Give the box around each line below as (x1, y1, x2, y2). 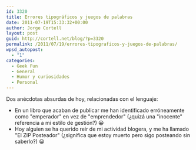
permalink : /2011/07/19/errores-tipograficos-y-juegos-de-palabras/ (6, 42, 178, 47)
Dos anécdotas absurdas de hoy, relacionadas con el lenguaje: (6, 96, 158, 103)
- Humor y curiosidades (11, 74, 69, 80)
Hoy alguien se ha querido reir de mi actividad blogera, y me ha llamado (14, 125, 190, 132)
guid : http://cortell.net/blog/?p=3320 (6, 36, 104, 42)
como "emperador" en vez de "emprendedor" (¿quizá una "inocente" (14, 113, 182, 120)
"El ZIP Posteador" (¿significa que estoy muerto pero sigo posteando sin (14, 132, 191, 138)
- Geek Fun (11, 63, 38, 69)
